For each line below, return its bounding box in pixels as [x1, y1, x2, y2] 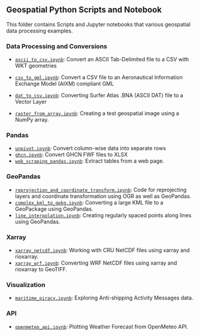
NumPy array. [14, 116, 49, 124]
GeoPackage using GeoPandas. [14, 205, 94, 212]
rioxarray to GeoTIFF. [14, 266, 67, 272]
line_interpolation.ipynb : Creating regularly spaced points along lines [14, 211, 192, 218]
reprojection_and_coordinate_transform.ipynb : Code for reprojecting [14, 186, 187, 193]
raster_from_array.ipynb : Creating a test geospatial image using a [14, 110, 180, 117]
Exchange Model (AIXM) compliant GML [14, 80, 114, 88]
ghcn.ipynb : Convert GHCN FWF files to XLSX [14, 151, 128, 158]
